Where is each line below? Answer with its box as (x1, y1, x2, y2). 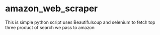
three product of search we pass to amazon (5, 24, 95, 30)
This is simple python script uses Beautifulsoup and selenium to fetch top (5, 19, 156, 25)
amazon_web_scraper (5, 3, 98, 14)
